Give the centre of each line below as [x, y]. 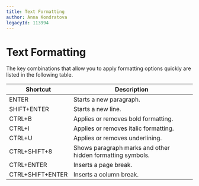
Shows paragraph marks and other [121, 148]
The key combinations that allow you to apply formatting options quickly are [99, 68]
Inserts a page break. [103, 165]
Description [132, 90]
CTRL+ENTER [28, 165]
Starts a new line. [97, 109]
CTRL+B [20, 119]
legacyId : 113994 [28, 23]
